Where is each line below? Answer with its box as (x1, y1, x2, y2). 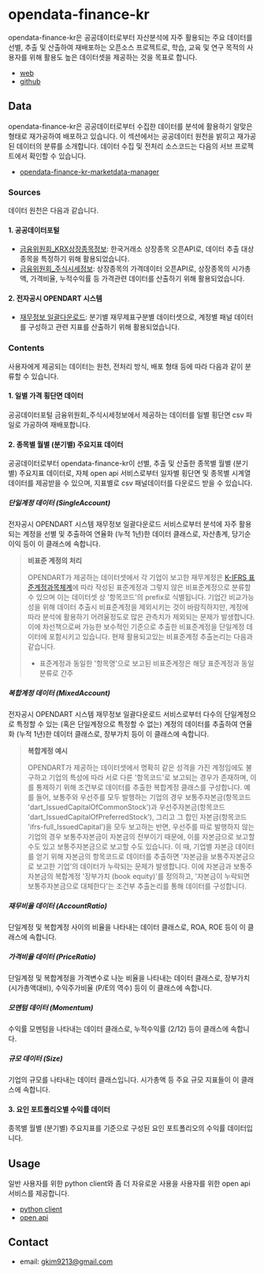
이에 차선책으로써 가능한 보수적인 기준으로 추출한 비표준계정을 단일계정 (27, 622, 245, 631)
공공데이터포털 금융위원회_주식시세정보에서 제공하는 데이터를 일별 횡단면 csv (8, 409, 244, 420)
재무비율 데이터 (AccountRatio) (8, 901, 108, 910)
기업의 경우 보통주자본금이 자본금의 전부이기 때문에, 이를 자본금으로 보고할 (27, 832, 255, 842)
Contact (8, 1235, 49, 1249)
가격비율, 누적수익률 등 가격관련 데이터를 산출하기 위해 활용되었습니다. (30, 274, 245, 284)
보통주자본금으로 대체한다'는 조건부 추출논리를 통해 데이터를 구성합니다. (27, 881, 247, 891)
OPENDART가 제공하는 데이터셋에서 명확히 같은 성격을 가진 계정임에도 (27, 763, 244, 772)
